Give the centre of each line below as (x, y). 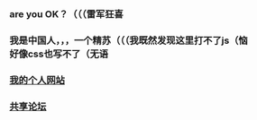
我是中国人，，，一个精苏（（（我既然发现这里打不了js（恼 (128, 40)
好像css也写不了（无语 (59, 54)
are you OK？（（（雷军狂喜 (66, 13)
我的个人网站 (37, 80)
